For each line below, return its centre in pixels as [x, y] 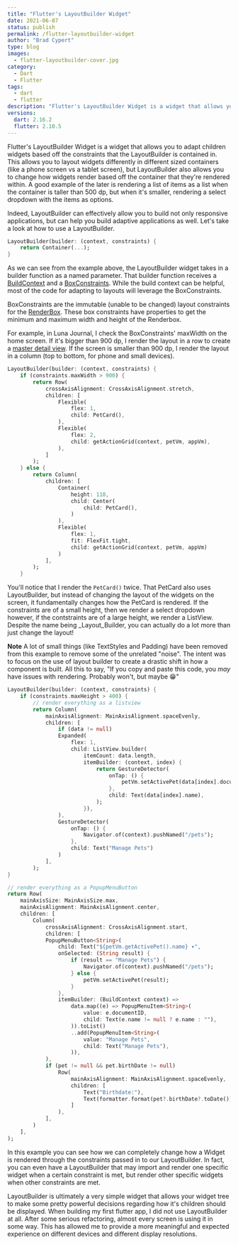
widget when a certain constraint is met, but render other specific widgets [115, 1175]
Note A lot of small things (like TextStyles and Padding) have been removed [118, 647]
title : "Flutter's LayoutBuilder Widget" [69, 14]
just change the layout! [41, 632]
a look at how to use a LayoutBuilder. [61, 228]
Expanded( [72, 736]
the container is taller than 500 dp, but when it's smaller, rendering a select [117, 192]
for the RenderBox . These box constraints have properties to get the [107, 312]
